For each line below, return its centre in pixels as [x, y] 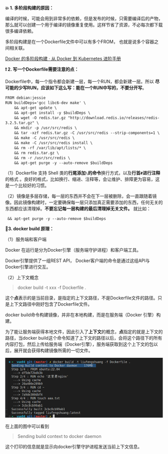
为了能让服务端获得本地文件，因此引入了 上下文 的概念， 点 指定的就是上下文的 [84, 332]
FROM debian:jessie [25, 98]
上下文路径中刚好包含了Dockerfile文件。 [51, 304]
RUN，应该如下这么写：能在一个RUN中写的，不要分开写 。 [87, 88]
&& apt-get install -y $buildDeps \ [52, 113]
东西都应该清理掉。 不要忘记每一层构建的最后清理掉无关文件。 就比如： [78, 208]
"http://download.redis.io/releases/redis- [114, 118]
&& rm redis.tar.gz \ [36, 153]
